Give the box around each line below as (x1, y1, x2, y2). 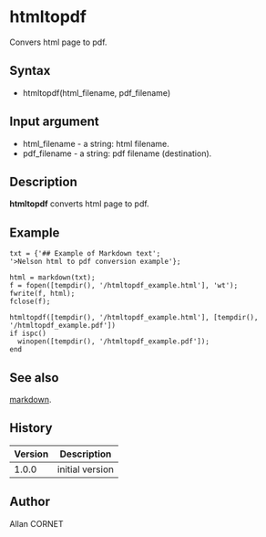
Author (9, 494, 50, 510)
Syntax (9, 63, 51, 79)
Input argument (9, 114, 99, 130)
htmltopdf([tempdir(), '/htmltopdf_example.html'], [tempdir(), (9, 313, 259, 322)
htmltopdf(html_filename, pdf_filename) (22, 87, 171, 98)
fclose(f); (9, 297, 51, 307)
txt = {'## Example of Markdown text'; (9, 249, 161, 258)
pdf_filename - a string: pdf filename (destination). (22, 148, 212, 159)
